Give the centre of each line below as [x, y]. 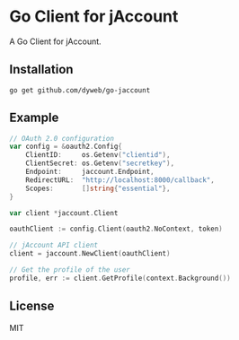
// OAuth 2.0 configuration [62, 138]
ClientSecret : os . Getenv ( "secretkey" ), [100, 163]
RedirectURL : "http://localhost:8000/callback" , [120, 180]
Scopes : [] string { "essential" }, [98, 188]
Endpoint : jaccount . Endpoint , [90, 172]
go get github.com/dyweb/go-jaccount [80, 90]
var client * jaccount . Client [64, 213]
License [32, 306]
